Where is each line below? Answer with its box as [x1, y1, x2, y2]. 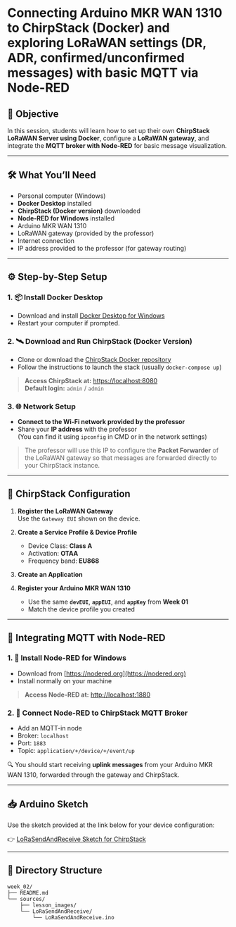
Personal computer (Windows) [17, 192, 106, 200]
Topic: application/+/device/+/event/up [17, 746, 135, 754]
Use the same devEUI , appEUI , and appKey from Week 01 [27, 597, 188, 606]
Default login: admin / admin [24, 384, 104, 392]
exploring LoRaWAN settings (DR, [7, 35, 206, 51]
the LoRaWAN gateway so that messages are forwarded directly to [24, 454, 218, 462]
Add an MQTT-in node [17, 723, 83, 732]
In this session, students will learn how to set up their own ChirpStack [7, 127, 210, 135]
